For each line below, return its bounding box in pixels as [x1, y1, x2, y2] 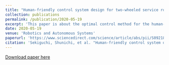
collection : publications [5, 12, 59, 17]
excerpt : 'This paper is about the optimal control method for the [5, 21, 150, 27]
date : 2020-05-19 [5, 26, 42, 31]
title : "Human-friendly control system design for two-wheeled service [5, 7, 158, 13]
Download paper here [5, 54, 50, 60]
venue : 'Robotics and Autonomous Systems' [5, 31, 96, 36]
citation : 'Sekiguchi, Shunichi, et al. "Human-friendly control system [5, 40, 161, 45]
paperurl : [5, 36, 26, 41]
